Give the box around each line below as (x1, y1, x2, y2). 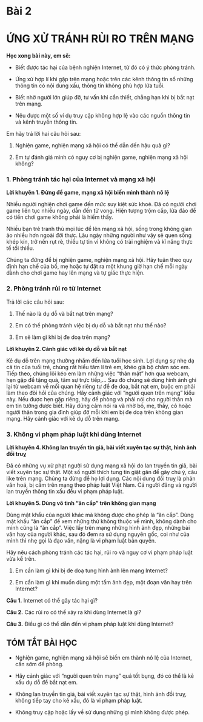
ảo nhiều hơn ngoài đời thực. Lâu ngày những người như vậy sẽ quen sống (6, 232, 192, 239)
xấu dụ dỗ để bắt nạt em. (15, 678, 78, 686)
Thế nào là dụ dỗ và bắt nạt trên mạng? (15, 310, 114, 317)
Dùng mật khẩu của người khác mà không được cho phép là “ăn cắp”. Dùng (6, 511, 194, 519)
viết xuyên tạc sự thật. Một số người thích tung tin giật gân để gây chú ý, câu (6, 469, 198, 476)
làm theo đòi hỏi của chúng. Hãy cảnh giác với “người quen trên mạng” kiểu (6, 389, 195, 396)
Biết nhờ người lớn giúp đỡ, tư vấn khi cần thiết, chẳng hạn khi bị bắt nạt (15, 94, 195, 101)
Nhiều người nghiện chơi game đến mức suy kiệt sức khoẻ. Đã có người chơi (6, 201, 197, 208)
